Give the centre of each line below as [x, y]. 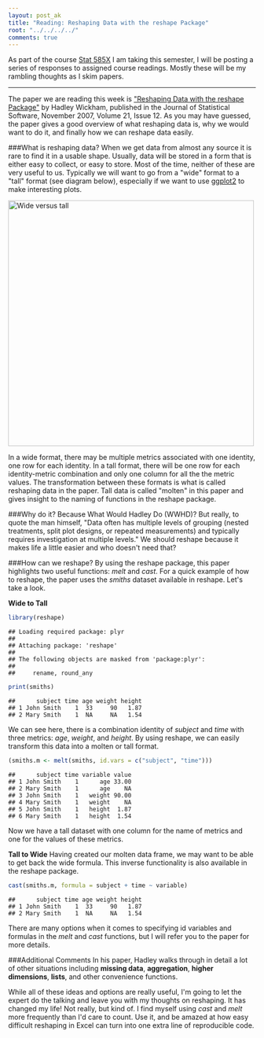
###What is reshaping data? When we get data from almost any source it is [130, 148]
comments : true [33, 37]
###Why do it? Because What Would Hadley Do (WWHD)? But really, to [124, 514]
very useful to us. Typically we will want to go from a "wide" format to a [124, 173]
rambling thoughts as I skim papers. [66, 76]
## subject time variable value [70, 775]
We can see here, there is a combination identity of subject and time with [126, 729]
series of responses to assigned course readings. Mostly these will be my [127, 68]
